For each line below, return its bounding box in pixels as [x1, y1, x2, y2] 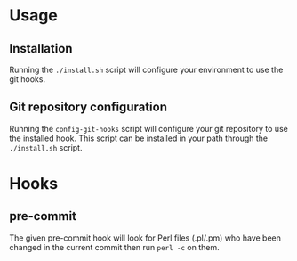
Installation [9, 41, 73, 56]
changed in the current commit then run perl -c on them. [9, 241, 220, 252]
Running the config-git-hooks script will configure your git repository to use [9, 123, 289, 134]
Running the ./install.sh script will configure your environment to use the [9, 64, 284, 75]
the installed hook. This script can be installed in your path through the [9, 133, 269, 143]
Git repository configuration [9, 100, 167, 115]
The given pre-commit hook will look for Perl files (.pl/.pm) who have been [9, 232, 282, 243]
